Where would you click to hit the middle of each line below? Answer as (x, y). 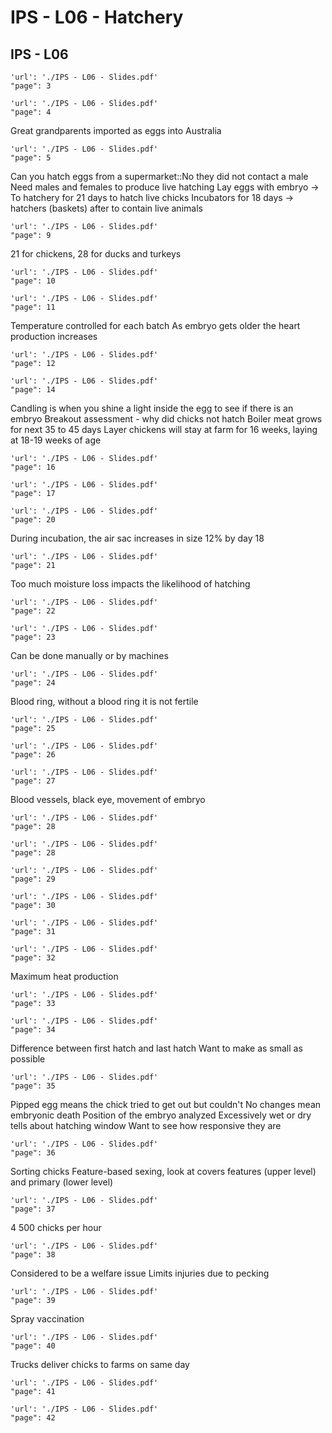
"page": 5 (31, 158)
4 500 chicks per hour (56, 1227)
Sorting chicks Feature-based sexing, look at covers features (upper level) (163, 1171)
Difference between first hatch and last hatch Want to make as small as (156, 1048)
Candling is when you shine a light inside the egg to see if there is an (152, 408)
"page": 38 (33, 1255)
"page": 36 (33, 1153)
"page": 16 (33, 467)
